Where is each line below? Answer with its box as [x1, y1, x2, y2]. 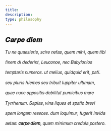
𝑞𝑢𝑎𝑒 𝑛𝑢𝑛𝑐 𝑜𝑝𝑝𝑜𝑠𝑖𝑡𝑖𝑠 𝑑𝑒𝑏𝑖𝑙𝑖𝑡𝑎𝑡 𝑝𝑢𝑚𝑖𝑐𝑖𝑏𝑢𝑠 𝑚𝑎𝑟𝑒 [5, 90, 94, 96]
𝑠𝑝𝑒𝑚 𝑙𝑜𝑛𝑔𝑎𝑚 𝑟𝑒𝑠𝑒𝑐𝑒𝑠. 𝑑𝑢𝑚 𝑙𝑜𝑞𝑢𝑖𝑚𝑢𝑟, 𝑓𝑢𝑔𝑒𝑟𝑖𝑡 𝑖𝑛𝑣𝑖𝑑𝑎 [5, 110, 106, 116]
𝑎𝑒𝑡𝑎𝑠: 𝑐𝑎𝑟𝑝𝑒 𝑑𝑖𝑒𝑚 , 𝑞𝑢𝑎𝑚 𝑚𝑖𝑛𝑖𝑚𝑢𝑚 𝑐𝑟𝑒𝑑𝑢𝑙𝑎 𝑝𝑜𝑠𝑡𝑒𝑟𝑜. [5, 120, 106, 126]
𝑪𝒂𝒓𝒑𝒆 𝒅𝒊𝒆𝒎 [5, 35, 42, 44]
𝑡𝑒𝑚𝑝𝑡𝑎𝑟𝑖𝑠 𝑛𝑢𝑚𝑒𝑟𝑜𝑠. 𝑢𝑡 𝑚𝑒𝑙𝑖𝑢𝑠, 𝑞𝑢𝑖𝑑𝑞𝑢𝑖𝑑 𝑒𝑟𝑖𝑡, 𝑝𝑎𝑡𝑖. [5, 69, 101, 76]
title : [5, 7, 19, 13]
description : [5, 12, 33, 17]
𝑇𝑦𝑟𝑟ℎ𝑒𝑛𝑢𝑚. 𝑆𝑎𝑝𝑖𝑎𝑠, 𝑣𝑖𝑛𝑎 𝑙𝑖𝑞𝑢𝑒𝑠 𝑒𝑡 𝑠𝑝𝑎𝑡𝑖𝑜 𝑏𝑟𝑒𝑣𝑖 [5, 100, 95, 106]
